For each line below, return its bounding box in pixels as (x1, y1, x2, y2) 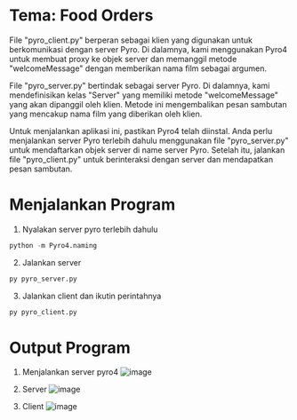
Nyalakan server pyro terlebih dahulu (21, 224, 158, 234)
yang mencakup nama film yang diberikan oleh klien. (9, 108, 203, 119)
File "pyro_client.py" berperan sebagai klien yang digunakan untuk (9, 35, 253, 45)
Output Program (9, 337, 131, 358)
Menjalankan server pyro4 (21, 367, 119, 377)
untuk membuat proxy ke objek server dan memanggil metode (9, 53, 237, 64)
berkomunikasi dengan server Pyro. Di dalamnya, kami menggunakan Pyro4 (9, 44, 287, 54)
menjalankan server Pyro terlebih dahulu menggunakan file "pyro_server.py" (9, 135, 289, 146)
